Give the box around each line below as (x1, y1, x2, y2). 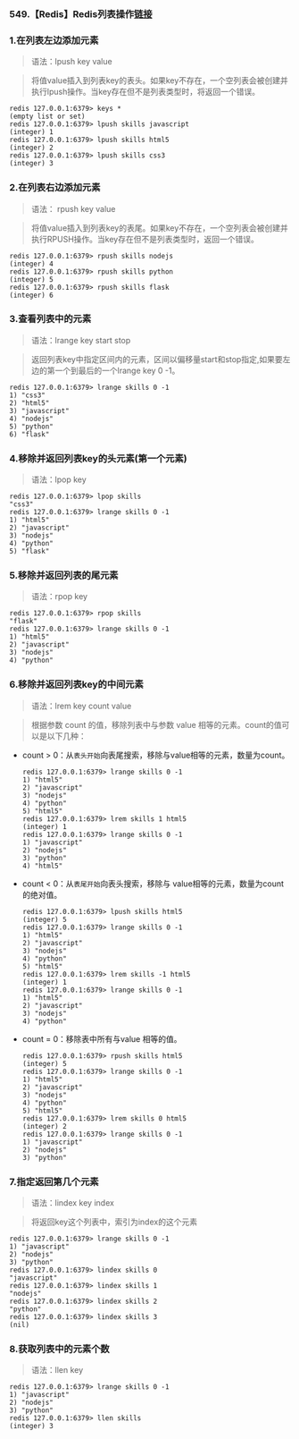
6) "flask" (9, 429, 50, 439)
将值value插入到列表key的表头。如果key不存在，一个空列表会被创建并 (30, 75, 288, 86)
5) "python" (9, 422, 54, 431)
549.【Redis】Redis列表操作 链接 (9, 7, 154, 20)
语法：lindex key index (30, 1198, 114, 1208)
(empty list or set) (9, 112, 87, 122)
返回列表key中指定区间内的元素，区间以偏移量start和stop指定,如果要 (30, 353, 283, 364)
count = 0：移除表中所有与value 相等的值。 (21, 1033, 182, 1044)
